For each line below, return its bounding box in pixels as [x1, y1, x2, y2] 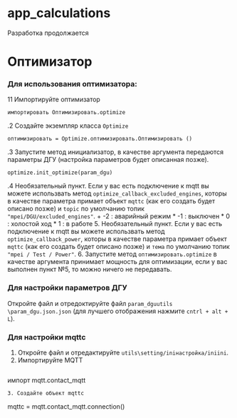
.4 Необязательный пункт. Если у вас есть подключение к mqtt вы [7, 182, 210, 190]
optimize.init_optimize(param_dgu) [7, 169, 113, 176]
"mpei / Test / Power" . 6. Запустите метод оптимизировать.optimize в [7, 250, 217, 258]
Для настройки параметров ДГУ [7, 283, 128, 293]
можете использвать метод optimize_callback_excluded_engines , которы [7, 189, 228, 198]
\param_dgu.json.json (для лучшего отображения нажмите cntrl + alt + [7, 307, 228, 315]
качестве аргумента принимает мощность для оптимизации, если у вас [7, 258, 228, 266]
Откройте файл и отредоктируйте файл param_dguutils [7, 299, 173, 307]
